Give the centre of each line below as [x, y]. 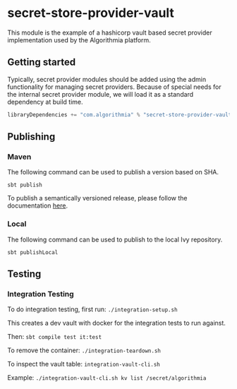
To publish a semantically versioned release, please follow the [97, 198]
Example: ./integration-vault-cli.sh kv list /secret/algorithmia [107, 378]
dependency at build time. [45, 102]
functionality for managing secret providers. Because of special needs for [114, 87]
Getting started [42, 62]
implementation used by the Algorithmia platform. [79, 40]
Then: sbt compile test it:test [55, 337]
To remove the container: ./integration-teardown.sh [84, 350]
